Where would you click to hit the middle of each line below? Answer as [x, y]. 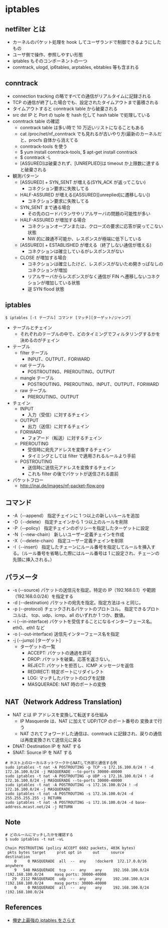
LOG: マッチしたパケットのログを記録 [66, 678]
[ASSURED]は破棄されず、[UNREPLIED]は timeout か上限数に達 [85, 163]
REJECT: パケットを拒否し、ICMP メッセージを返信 [80, 666]
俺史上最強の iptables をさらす [44, 920]
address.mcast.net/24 [28, 807]
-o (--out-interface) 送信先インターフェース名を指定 [66, 634]
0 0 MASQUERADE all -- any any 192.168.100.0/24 [82, 888]
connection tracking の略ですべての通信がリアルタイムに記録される [82, 96]
